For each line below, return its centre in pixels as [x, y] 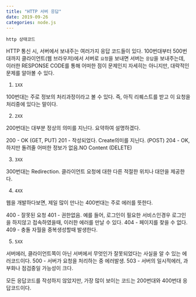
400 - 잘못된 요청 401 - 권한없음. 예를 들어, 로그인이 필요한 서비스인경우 [88, 215]
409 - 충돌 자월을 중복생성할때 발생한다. [52, 230]
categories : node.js [31, 22]
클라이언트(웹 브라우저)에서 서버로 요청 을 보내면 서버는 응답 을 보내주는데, [103, 59]
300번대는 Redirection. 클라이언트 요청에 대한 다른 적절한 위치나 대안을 [88, 172]
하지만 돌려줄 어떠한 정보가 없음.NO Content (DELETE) [69, 148]
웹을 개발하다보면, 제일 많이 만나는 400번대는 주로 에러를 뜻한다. [80, 203]
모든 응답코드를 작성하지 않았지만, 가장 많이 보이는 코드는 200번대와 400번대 [94, 281]
